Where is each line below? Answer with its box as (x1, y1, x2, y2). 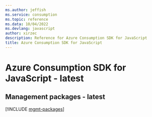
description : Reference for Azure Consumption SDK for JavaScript (5, 36, 147, 41)
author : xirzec (5, 31, 37, 36)
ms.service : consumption (5, 12, 57, 17)
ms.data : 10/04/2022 (5, 21, 49, 27)
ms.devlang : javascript (5, 26, 55, 31)
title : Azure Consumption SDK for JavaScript (5, 40, 102, 45)
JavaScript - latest (5, 73, 84, 84)
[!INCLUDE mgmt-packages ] (5, 106, 64, 112)
